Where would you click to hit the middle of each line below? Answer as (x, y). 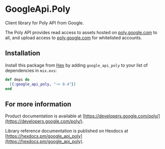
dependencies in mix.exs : (31, 70)
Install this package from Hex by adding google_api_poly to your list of (76, 65)
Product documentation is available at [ (45, 116)
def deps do (17, 79)
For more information (38, 104)
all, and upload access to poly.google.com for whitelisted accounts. (73, 38)
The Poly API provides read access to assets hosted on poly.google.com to (81, 32)
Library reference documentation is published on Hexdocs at (67, 131)
